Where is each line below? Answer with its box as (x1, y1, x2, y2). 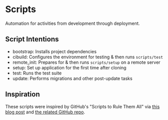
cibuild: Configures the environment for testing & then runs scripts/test (12, 54, 163, 60)
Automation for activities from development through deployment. (5, 20, 140, 26)
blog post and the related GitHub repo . (5, 109, 85, 115)
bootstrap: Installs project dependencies (12, 48, 97, 54)
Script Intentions (5, 35, 59, 44)
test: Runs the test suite (12, 70, 62, 76)
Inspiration (5, 90, 40, 99)
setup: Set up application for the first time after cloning (12, 64, 127, 70)
